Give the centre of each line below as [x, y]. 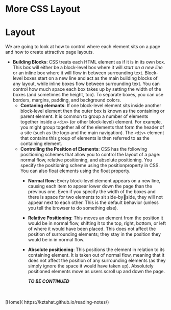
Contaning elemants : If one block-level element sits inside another [91, 106]
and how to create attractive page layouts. [50, 52]
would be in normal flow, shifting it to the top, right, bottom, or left [97, 223]
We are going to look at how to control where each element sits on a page [83, 47]
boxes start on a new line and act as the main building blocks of [91, 78]
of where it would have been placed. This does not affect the [92, 229]
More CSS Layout [43, 9]
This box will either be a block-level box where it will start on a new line [88, 68]
